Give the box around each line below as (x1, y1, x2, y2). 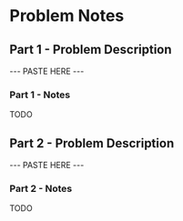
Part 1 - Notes (9, 88, 71, 101)
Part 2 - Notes (9, 183, 73, 196)
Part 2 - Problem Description (9, 136, 175, 151)
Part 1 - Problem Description (9, 42, 172, 57)
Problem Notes (9, 5, 125, 26)
